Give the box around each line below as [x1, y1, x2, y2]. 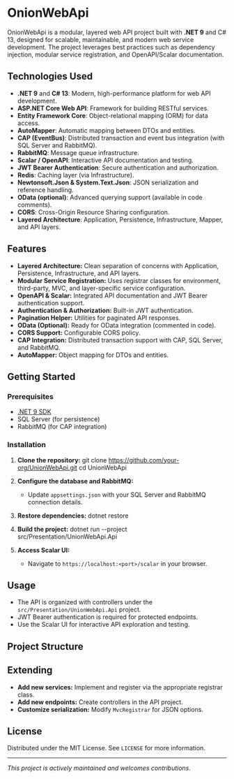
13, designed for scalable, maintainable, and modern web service [7, 35, 194, 43]
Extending [7, 664, 53, 676]
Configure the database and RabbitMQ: [17, 476, 134, 485]
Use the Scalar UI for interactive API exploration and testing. [17, 620, 190, 629]
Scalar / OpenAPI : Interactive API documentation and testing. [17, 156, 194, 164]
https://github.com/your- [108, 456, 180, 464]
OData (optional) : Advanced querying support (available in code [17, 193, 203, 201]
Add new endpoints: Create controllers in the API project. [17, 697, 183, 706]
